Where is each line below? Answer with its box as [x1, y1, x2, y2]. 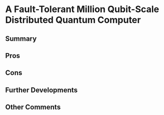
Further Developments [5, 86, 78, 94]
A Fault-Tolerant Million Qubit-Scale [5, 4, 159, 15]
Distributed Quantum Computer [5, 14, 141, 26]
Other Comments [5, 103, 61, 111]
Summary [5, 34, 37, 43]
